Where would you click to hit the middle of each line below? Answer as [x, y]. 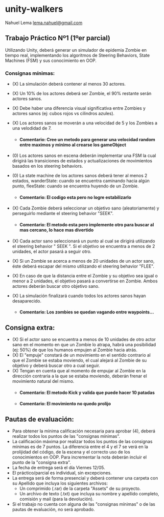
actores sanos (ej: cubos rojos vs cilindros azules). [63, 114]
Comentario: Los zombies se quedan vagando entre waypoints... [87, 312]
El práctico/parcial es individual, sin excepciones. [62, 473]
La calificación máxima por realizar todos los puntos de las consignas [82, 442]
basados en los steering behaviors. [47, 166]
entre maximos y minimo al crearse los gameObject [73, 145]
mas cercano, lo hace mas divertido [57, 230]
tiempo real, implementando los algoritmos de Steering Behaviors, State [78, 55]
